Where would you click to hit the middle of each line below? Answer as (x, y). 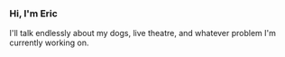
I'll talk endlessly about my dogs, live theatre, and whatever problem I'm (143, 33)
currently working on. (49, 43)
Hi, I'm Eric (34, 14)
